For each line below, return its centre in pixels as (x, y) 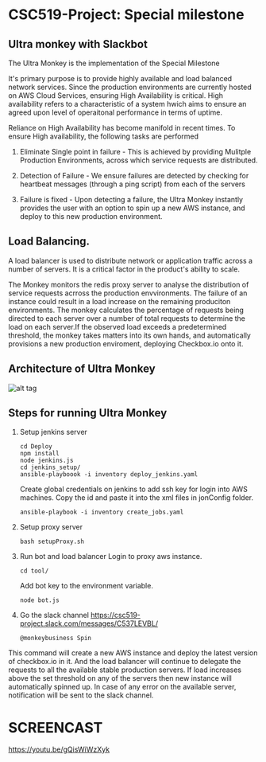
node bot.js (39, 600)
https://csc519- (115, 615)
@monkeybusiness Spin (55, 639)
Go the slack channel (54, 615)
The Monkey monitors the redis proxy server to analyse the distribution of (129, 284)
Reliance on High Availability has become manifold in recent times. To (122, 128)
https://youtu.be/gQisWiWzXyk (59, 749)
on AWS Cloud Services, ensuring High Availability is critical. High (116, 96)
